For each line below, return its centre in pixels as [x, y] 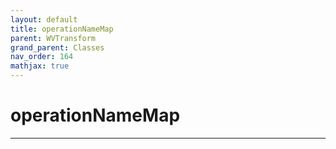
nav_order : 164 [42, 57]
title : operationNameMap [62, 29]
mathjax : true [40, 66]
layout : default [44, 19]
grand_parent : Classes [57, 47]
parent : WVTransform [53, 38]
